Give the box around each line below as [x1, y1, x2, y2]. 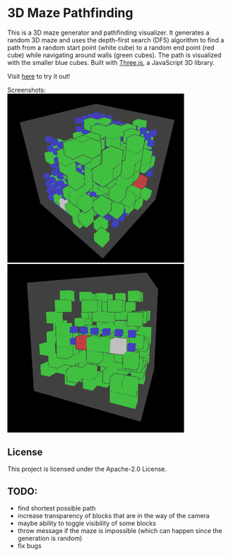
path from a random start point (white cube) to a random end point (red [7, 43, 215, 52]
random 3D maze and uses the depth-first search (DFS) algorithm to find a [7, 35, 225, 44]
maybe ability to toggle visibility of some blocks [17, 519, 157, 527]
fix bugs [17, 541, 42, 550]
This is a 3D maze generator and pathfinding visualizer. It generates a [7, 28, 210, 37]
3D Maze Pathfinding [7, 5, 134, 21]
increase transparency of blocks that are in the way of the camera [17, 512, 210, 520]
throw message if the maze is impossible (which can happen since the [17, 527, 223, 535]
